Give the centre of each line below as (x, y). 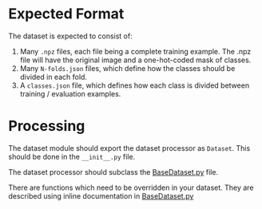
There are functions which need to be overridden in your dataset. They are (131, 187)
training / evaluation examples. (70, 93)
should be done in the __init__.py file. (72, 156)
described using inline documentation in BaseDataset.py (101, 195)
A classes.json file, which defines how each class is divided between (135, 85)
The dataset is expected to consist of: (71, 36)
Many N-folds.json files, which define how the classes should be (127, 68)
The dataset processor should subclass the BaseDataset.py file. (113, 172)
